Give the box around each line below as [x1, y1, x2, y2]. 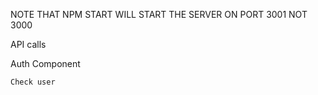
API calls [10, 39, 47, 50]
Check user [10, 77, 56, 87]
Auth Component [10, 58, 81, 69]
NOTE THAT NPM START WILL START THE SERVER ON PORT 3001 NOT [10, 9, 308, 20]
